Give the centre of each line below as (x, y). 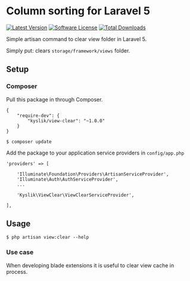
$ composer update (29, 141)
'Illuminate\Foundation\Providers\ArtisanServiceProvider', (93, 174)
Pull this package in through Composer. (54, 99)
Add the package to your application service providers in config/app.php (95, 153)
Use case (20, 252)
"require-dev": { (38, 115)
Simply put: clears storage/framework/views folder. (68, 50)
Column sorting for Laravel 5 (78, 11)
